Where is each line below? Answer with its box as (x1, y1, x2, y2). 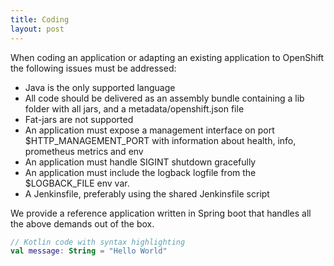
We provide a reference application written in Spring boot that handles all (10, 207, 312, 219)
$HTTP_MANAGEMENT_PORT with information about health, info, (24, 134, 297, 146)
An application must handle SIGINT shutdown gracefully (24, 156, 257, 168)
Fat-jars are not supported (24, 113, 134, 125)
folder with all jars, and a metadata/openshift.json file (24, 102, 245, 115)
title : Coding (10, 14, 70, 25)
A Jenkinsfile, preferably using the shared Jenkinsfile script (24, 187, 270, 200)
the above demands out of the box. (10, 217, 155, 230)
